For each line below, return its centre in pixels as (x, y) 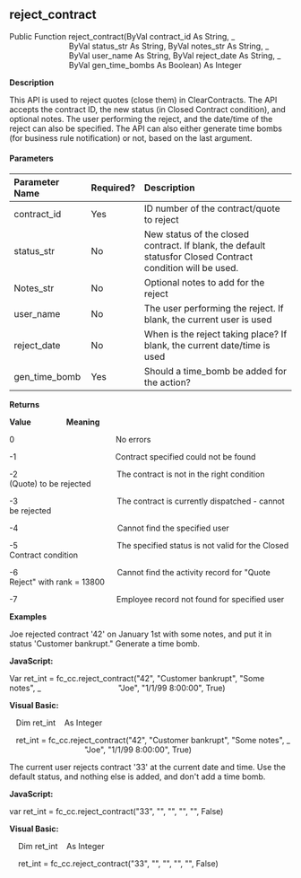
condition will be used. (191, 268)
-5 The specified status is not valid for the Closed (149, 546)
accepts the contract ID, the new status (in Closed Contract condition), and (147, 109)
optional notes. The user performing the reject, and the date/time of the (141, 119)
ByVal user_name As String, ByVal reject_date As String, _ (175, 55)
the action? (167, 382)
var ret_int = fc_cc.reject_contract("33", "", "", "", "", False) (116, 812)
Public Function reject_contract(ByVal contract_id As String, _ (122, 36)
